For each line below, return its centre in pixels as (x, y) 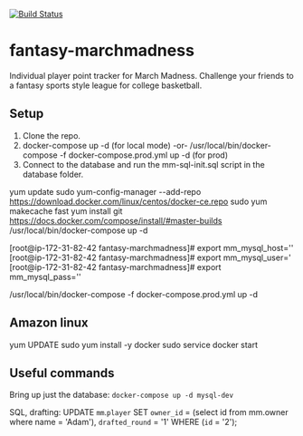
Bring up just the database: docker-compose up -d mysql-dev (121, 395)
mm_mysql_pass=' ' (45, 276)
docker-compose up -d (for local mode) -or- (105, 145)
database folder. (53, 174)
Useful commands (62, 373)
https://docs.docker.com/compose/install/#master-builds (116, 220)
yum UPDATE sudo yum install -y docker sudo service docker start (133, 344)
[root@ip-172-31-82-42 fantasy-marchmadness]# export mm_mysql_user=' (150, 257)
